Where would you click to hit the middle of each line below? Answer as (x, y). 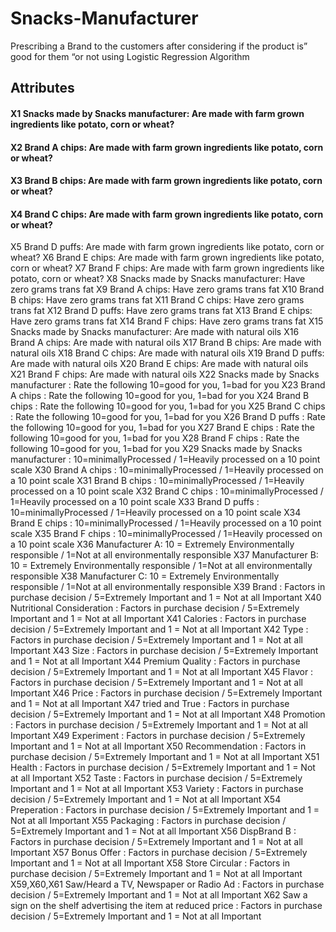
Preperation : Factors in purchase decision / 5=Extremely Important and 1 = (165, 810)
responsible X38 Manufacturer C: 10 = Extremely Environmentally (145, 576)
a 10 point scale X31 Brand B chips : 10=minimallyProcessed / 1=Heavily (157, 481)
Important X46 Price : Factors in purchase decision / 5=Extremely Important (166, 693)
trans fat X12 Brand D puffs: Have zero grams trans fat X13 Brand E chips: (161, 311)
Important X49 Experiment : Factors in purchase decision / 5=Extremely (158, 736)
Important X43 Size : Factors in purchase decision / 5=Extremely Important (164, 651)
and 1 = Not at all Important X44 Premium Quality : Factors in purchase (155, 661)
